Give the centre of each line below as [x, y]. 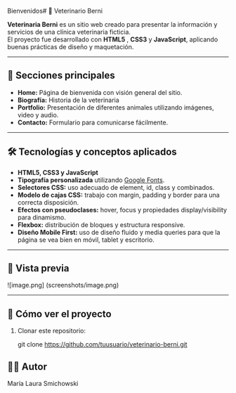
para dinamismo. [42, 217]
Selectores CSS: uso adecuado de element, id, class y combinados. [116, 187]
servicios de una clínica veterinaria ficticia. [69, 32]
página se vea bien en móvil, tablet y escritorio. [86, 240]
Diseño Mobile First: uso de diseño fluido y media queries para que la [119, 232]
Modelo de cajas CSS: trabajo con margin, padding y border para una [118, 195]
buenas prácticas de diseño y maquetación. [71, 47]
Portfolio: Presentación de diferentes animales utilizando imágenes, [116, 107]
